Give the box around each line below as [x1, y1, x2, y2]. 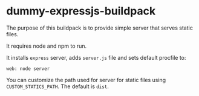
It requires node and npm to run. [6, 42, 87, 50]
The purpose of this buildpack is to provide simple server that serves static [6, 24, 194, 31]
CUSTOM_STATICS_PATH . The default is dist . [6, 83, 109, 90]
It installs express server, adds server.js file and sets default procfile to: [6, 54, 186, 61]
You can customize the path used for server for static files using [6, 76, 166, 83]
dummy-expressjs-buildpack [6, 4, 156, 18]
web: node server [6, 65, 50, 72]
